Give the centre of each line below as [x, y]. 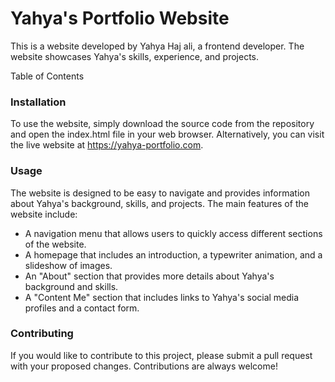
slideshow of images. [68, 265]
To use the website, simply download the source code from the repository [162, 124]
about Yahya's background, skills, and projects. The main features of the [159, 203]
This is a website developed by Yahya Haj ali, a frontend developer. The [157, 46]
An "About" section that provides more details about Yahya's [149, 276]
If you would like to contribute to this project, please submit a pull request [161, 355]
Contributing [42, 334]
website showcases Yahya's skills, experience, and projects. [135, 56]
